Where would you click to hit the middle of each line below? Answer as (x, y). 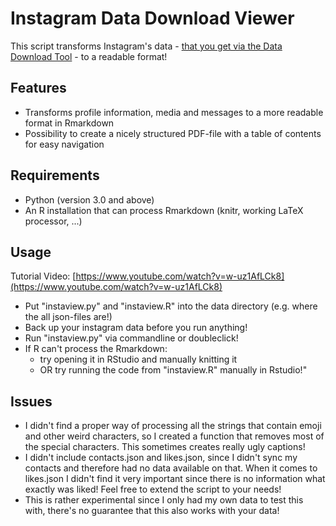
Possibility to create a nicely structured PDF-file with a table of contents (173, 133)
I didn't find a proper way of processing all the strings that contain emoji (173, 426)
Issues (31, 401)
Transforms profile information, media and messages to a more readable (174, 112)
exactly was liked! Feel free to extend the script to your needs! (153, 489)
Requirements (55, 175)
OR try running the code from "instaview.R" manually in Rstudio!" (173, 370)
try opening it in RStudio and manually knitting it (138, 359)
